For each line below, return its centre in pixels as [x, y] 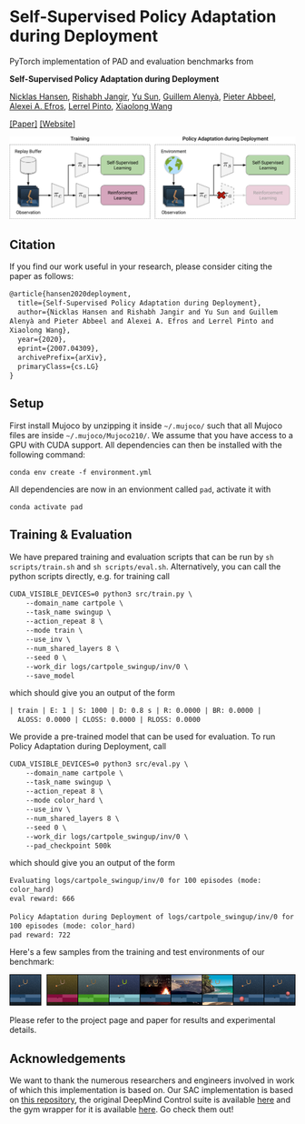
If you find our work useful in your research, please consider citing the [141, 266]
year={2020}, [42, 339]
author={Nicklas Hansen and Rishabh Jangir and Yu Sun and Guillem [148, 312]
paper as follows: [42, 276]
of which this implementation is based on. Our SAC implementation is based [151, 1090]
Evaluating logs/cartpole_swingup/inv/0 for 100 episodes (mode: [135, 880]
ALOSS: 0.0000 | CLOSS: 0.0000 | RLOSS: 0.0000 [109, 719]
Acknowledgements [68, 1058]
